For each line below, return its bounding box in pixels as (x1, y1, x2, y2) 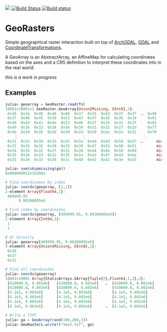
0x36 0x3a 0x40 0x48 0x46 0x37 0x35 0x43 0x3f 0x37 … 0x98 (7, 111, 157, 116)
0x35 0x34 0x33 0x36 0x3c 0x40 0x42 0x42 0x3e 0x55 (7, 157, 137, 163)
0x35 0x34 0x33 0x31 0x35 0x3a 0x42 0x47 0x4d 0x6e (7, 153, 137, 158)
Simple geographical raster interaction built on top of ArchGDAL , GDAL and (5, 39, 159, 45)
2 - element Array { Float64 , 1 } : (5, 189, 66, 194)
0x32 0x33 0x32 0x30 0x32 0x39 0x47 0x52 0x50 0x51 (7, 143, 137, 149)
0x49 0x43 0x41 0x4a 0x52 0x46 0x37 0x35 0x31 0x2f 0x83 (7, 120, 157, 125)
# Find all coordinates (5, 266, 55, 272)
